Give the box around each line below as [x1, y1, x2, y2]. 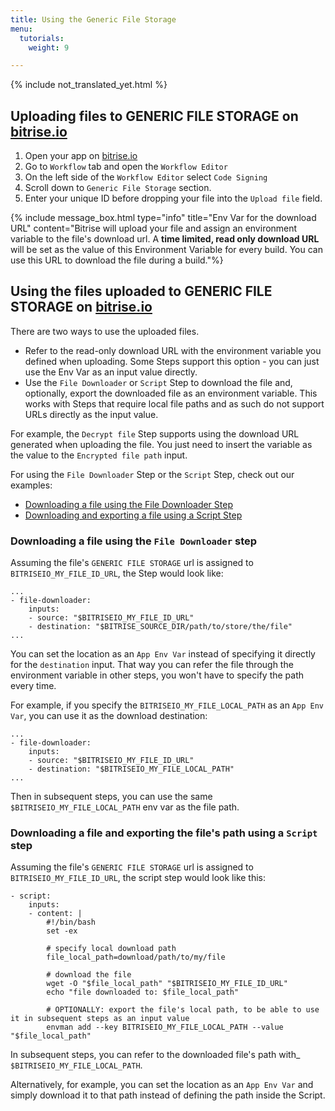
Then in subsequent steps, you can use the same [10, 791, 213, 803]
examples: [10, 479, 53, 491]
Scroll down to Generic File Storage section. [24, 182, 212, 194]
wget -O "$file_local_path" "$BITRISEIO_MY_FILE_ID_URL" [46, 979, 288, 989]
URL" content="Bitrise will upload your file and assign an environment [10, 222, 298, 235]
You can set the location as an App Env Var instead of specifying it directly [10, 648, 316, 660]
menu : [10, 24, 33, 34]
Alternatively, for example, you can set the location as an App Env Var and [10, 1079, 314, 1091]
